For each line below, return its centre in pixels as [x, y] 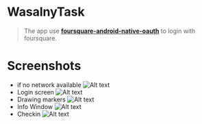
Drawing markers [41, 99]
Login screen [36, 92]
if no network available [49, 85]
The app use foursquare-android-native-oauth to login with [110, 31]
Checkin [29, 114]
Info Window [35, 106]
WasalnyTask [46, 12]
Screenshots [44, 66]
